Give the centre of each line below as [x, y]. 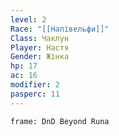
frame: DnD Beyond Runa [60, 121]
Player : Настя [40, 47]
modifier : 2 [35, 85]
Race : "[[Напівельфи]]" [60, 29]
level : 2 [28, 19]
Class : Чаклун [40, 38]
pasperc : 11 [35, 94]
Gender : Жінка [40, 57]
